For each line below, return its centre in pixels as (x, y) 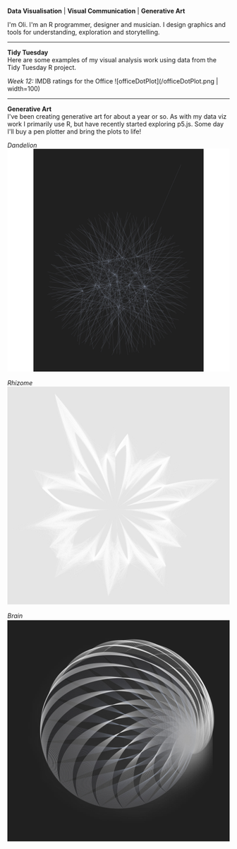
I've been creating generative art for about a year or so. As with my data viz (117, 116)
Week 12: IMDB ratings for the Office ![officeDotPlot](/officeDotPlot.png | (113, 81)
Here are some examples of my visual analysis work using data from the (112, 60)
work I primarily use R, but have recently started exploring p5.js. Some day (116, 124)
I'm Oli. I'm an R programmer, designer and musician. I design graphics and (116, 24)
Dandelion (22, 145)
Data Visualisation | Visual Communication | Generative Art (96, 11)
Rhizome (20, 383)
